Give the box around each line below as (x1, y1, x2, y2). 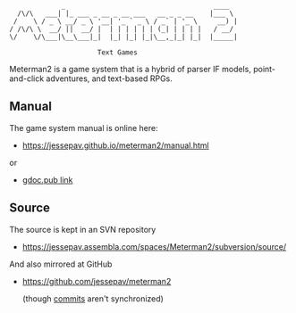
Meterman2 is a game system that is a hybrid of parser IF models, (9, 64, 252, 74)
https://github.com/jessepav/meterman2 (21, 276, 172, 286)
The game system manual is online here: (9, 122, 158, 133)
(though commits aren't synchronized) (21, 292, 164, 304)
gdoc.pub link (21, 174, 73, 185)
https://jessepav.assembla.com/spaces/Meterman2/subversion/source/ (21, 241, 287, 251)
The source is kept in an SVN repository (9, 224, 156, 235)
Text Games (97, 48, 139, 57)
